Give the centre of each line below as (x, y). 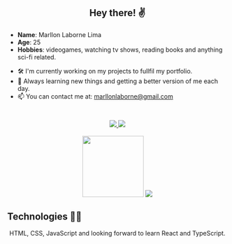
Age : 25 (29, 43)
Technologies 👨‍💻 (45, 216)
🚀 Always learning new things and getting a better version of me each (118, 81)
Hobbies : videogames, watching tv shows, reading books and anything (120, 50)
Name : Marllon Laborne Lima (59, 35)
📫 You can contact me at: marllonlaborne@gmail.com (95, 96)
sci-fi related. (37, 57)
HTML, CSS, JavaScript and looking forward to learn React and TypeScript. (117, 234)
